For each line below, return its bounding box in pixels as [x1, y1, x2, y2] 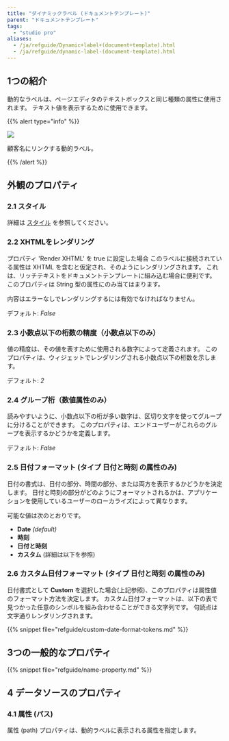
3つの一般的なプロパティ [7, 647, 111, 659]
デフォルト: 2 [7, 376, 44, 385]
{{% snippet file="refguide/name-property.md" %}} [7, 666, 152, 674]
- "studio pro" [13, 29, 57, 36]
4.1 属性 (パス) [7, 709, 53, 718]
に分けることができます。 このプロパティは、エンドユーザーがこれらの [7, 421, 206, 429]
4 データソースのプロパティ [7, 687, 122, 699]
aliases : [7, 36, 32, 42]
